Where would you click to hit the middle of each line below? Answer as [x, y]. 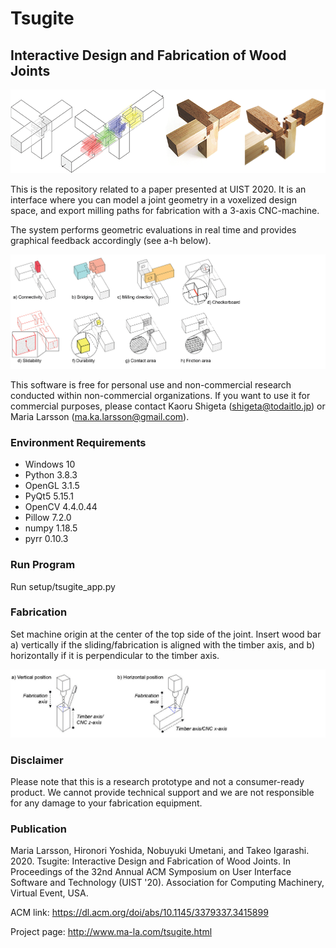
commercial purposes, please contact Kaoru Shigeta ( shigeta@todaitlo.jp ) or [168, 406]
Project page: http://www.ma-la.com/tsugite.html [111, 932]
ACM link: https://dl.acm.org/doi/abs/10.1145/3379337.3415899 [139, 913]
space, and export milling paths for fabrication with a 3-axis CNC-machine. [165, 211]
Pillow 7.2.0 [48, 518]
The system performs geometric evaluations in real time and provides [153, 230]
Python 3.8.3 [51, 475]
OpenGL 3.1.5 [52, 486]
